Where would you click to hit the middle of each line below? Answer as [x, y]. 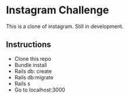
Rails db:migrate [34, 77]
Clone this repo [33, 58]
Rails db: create [33, 71]
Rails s [22, 83]
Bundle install [31, 65]
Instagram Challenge [58, 10]
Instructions [28, 45]
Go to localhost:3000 [40, 90]
